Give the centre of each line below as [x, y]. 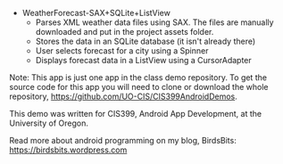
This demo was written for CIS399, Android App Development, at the [135, 114]
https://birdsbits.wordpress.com [68, 150]
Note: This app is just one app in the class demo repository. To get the [138, 78]
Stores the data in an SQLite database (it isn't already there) [146, 41]
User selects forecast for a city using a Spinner [122, 51]
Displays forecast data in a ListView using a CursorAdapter [143, 60]
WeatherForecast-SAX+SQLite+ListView [96, 13]
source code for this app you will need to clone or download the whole [139, 87]
